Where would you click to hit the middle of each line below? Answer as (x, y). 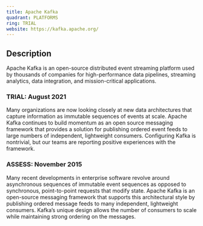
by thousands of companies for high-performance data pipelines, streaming (101, 75)
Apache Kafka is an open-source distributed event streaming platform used (101, 68)
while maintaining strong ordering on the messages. (71, 216)
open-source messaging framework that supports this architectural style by (101, 197)
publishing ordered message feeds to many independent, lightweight (92, 204)
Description (29, 53)
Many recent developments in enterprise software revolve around (88, 177)
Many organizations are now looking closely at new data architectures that (99, 110)
